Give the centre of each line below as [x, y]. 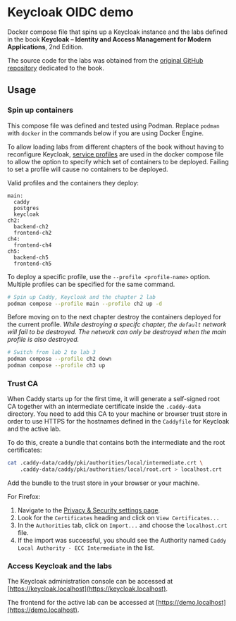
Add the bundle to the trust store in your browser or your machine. [104, 483]
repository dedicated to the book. [56, 68]
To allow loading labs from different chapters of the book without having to [116, 147]
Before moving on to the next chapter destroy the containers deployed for [114, 317]
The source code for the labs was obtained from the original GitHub [105, 60]
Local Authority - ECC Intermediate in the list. [86, 548]
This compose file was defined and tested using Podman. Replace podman [113, 125]
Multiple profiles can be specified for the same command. [91, 284]
